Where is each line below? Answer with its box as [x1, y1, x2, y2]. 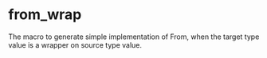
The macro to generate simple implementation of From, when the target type [8, 32, 260, 41]
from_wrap [8, 6, 82, 24]
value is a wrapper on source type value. [8, 40, 142, 49]
